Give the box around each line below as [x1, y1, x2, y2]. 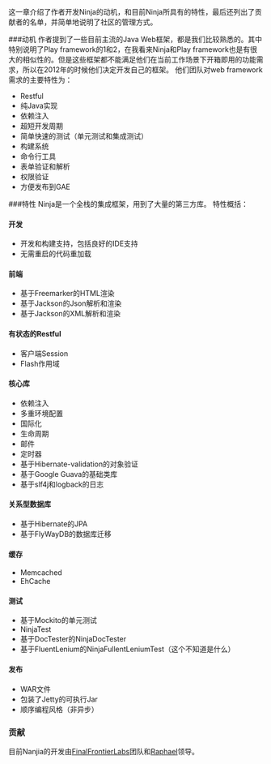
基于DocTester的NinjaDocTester [19, 634, 127, 644]
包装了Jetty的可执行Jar [19, 694, 99, 704]
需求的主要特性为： [8, 75, 73, 84]
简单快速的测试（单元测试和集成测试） [19, 131, 148, 140]
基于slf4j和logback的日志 [19, 479, 104, 489]
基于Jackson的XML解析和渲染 [19, 309, 121, 319]
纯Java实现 [19, 101, 58, 110]
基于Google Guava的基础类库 [19, 469, 118, 479]
